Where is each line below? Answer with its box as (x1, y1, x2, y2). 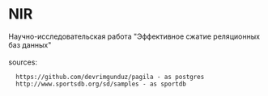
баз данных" (8, 40, 52, 49)
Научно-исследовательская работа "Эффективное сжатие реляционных (8, 31, 261, 41)
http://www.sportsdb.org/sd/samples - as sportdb (15, 80, 186, 88)
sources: (8, 57, 38, 67)
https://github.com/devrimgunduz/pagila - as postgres (15, 73, 205, 81)
